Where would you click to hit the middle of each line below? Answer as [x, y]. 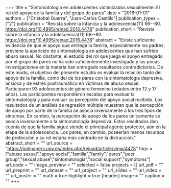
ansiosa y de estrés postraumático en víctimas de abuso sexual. [73, 83]
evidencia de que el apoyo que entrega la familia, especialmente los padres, [85, 45]
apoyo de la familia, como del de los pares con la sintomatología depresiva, [84, 78]
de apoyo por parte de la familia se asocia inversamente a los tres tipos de [83, 110]
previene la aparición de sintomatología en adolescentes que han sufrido [82, 51]
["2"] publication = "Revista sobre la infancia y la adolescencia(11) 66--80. [83, 24]
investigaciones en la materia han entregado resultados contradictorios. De [84, 67]
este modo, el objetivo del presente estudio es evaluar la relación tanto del [83, 73]
